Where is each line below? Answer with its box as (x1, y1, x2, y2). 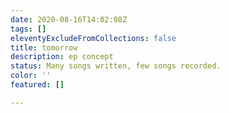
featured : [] (10, 80, 65, 90)
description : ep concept (10, 52, 114, 62)
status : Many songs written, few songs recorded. (10, 61, 222, 71)
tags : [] (10, 24, 47, 34)
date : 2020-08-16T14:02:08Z (10, 14, 128, 25)
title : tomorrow (10, 42, 78, 53)
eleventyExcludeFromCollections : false (10, 33, 177, 43)
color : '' (10, 71, 52, 81)
